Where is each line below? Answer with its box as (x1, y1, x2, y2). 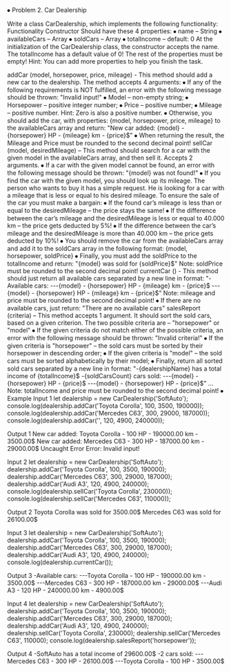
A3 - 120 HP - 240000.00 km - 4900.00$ (7, 586, 124, 594)
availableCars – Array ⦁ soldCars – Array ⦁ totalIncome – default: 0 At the (7, 35, 213, 43)
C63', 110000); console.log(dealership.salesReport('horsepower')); (7, 636, 197, 644)
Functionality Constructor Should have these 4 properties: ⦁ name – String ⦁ (7, 27, 222, 35)
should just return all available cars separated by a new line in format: (7, 274, 205, 282)
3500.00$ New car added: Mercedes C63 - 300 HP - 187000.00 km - (7, 437, 205, 445)
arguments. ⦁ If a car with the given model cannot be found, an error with (7, 161, 215, 169)
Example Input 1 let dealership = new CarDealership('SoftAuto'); (7, 394, 188, 402)
